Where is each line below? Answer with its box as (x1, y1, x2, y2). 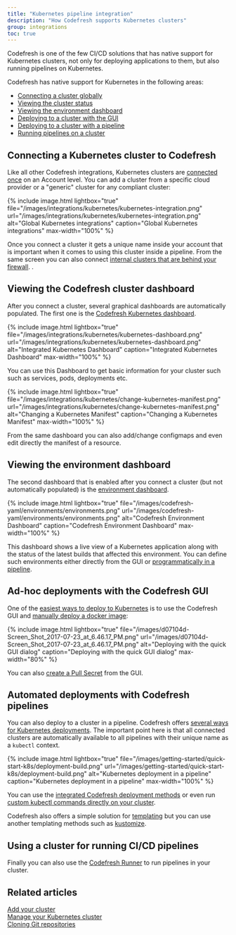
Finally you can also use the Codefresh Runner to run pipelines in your (7, 858, 211, 867)
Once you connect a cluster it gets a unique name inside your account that (7, 240, 223, 249)
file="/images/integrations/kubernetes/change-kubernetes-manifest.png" (7, 395, 221, 403)
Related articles (7, 886, 77, 898)
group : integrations (7, 23, 68, 30)
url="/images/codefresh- (122, 506, 195, 515)
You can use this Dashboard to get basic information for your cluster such (7, 366, 221, 375)
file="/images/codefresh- (119, 498, 195, 507)
